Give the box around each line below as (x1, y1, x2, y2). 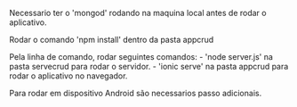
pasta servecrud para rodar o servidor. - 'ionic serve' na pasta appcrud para (9, 62, 289, 71)
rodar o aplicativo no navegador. (9, 70, 128, 81)
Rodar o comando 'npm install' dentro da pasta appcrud (9, 35, 214, 45)
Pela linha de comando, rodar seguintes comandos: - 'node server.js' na (9, 52, 274, 62)
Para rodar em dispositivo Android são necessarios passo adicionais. (9, 88, 262, 98)
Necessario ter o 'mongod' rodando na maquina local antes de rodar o (9, 8, 267, 18)
